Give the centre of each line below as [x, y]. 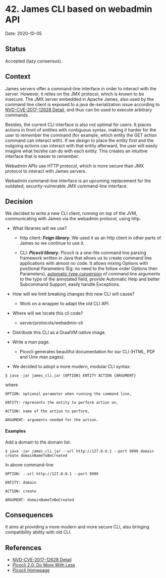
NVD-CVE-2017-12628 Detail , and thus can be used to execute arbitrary [79, 110]
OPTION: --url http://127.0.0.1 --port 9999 [52, 474]
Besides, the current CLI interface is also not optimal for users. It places [78, 125]
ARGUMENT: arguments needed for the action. [52, 420]
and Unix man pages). [42, 357]
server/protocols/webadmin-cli [51, 323]
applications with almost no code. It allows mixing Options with [84, 263]
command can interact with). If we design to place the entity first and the [80, 140]
